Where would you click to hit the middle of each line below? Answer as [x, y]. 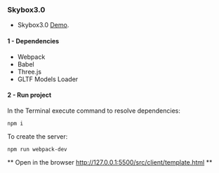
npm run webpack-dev [38, 149]
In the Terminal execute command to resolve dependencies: [94, 111]
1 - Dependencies [33, 41]
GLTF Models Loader [48, 79]
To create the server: [38, 136]
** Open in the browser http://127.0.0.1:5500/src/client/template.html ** [110, 162]
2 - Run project [29, 95]
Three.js [29, 71]
